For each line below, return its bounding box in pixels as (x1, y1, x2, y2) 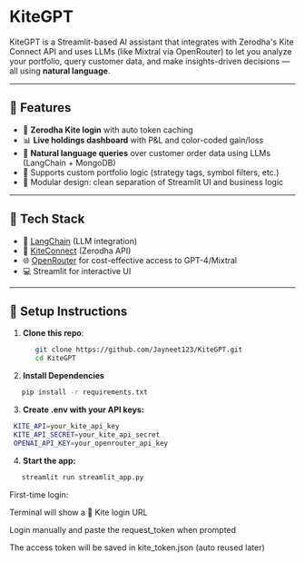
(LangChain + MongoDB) (22, 157, 116, 168)
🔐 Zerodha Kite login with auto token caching (22, 124, 193, 135)
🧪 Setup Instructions (9, 303, 128, 319)
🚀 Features (9, 100, 72, 115)
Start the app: (22, 455, 76, 466)
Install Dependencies (22, 370, 104, 381)
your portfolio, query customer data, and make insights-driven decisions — (9, 55, 290, 66)
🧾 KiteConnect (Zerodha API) (22, 245, 132, 256)
